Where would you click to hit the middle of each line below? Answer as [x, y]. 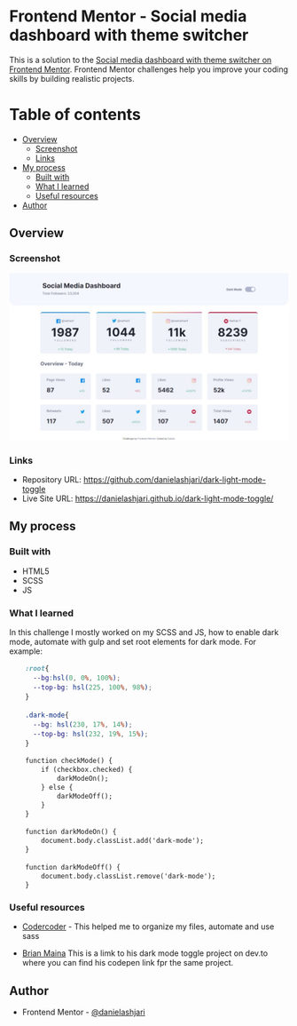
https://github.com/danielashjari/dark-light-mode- [174, 480]
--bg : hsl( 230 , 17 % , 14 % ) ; [82, 725]
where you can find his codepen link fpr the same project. [128, 963]
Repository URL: [52, 480]
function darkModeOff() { [73, 867]
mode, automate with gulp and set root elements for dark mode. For [133, 642]
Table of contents [75, 115]
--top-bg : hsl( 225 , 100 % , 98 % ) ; [92, 687]
